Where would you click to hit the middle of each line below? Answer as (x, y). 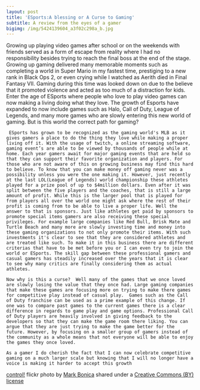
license (15, 381)
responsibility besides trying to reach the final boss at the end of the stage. (99, 58)
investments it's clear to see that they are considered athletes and (96, 238)
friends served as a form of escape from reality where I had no (83, 52)
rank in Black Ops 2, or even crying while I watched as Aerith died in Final (96, 77)
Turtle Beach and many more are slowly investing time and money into (96, 227)
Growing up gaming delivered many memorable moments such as (87, 65)
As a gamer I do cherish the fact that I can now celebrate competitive (99, 353)
